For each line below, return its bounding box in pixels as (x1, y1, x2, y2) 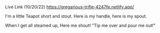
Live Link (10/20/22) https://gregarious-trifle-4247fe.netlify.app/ (5, 4, 134, 10)
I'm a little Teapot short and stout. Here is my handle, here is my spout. (5, 13, 147, 19)
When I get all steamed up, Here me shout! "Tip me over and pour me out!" (5, 22, 156, 28)
